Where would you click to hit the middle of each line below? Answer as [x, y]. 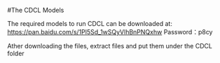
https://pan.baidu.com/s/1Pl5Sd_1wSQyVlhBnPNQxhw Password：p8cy [110, 32]
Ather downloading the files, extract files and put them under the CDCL [110, 46]
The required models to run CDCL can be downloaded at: [90, 23]
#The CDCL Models [36, 10]
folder [16, 53]
